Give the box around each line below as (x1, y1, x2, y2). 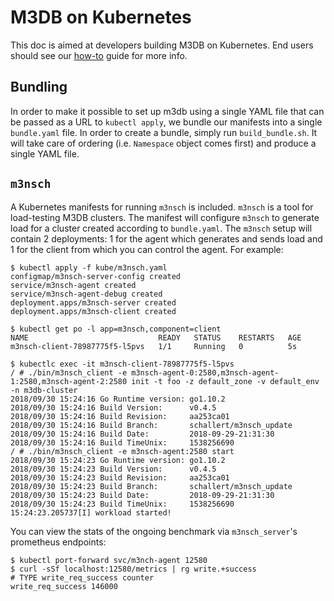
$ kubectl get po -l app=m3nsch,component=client (10, 324, 222, 334)
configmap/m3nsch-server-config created (10, 271, 182, 281)
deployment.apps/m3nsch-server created (10, 297, 177, 308)
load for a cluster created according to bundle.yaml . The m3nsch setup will (10, 222, 313, 234)
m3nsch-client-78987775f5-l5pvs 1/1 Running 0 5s (10, 341, 298, 351)
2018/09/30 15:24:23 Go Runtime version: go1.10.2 (10, 455, 226, 465)
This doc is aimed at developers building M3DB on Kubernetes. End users (10, 39, 314, 51)
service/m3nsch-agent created (10, 280, 137, 290)
